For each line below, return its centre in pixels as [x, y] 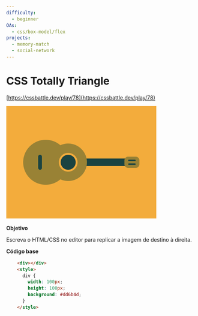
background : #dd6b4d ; [55, 295]
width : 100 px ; [45, 282]
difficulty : [21, 13]
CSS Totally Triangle [58, 81]
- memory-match [31, 44]
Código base [22, 251]
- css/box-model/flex [39, 32]
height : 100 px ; [47, 288]
